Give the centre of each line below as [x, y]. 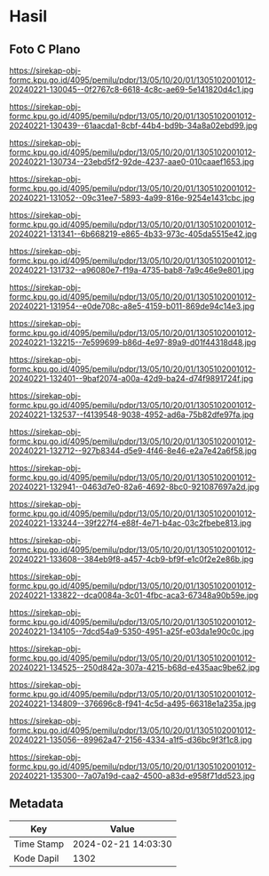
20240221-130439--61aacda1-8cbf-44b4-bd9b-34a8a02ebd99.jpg [133, 125]
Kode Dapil [36, 858]
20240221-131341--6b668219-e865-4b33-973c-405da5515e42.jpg [133, 234]
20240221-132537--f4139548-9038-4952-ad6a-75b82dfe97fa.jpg [132, 414]
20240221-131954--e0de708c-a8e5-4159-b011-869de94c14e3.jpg [132, 306]
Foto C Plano [45, 49]
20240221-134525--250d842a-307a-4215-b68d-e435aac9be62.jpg [134, 667]
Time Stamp [39, 844]
